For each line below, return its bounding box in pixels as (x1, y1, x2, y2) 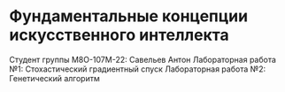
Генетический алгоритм (9, 73, 100, 83)
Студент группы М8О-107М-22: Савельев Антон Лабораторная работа (9, 54, 277, 65)
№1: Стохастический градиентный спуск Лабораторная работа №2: (9, 64, 266, 74)
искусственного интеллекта (9, 25, 229, 45)
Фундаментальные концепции (9, 6, 249, 27)
